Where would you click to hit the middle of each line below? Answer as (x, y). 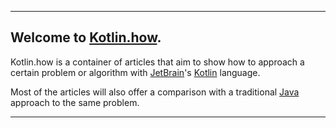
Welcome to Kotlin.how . (86, 37)
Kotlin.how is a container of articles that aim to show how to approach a (157, 62)
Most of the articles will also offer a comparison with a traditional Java (155, 92)
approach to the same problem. (75, 102)
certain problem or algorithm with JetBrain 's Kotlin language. (135, 72)
